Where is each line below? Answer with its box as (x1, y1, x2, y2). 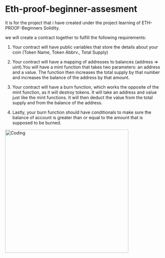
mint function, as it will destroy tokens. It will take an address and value (12, 89, 157, 95)
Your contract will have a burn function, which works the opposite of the (12, 84, 159, 90)
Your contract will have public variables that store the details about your (12, 44, 159, 50)
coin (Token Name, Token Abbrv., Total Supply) (12, 49, 108, 55)
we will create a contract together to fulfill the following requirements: (5, 34, 146, 40)
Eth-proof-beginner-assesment (5, 3, 137, 15)
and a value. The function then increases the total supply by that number (12, 69, 160, 75)
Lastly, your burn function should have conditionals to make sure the (12, 109, 152, 115)
